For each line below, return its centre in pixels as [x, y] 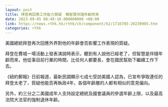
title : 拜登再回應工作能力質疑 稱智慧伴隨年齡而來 [52, 14]
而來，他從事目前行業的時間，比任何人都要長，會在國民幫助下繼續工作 [81, 60]
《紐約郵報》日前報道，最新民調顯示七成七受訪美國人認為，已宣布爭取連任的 [84, 77]
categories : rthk [23, 28]
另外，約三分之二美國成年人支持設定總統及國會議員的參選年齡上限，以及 [79, 94]
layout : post [19, 10]
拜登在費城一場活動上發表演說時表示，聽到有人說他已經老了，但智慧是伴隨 [82, 54]
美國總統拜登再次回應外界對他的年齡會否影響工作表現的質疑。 [69, 43]
